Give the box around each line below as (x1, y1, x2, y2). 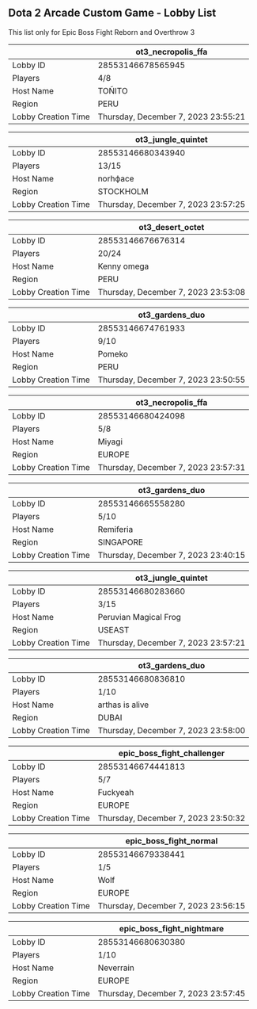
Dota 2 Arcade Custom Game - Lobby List (8, 6, 217, 20)
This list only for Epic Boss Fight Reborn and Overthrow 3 (8, 27, 195, 36)
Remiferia (97, 523, 134, 534)
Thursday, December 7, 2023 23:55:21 (97, 111, 246, 122)
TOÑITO (97, 85, 128, 96)
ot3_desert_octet (138, 221, 205, 232)
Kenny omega (97, 261, 149, 272)
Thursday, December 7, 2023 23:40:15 (97, 549, 246, 560)
